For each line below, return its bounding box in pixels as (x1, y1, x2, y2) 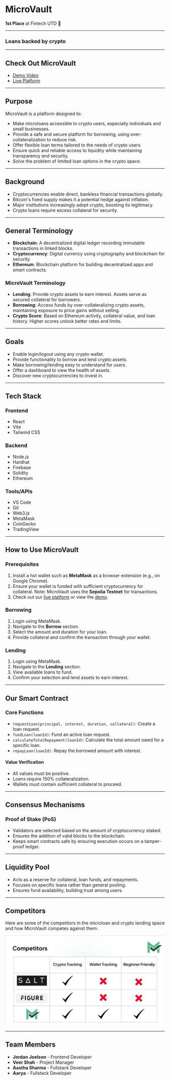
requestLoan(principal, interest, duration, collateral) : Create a (12, 721, 156, 727)
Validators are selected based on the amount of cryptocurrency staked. (12, 827, 162, 833)
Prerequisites (5, 561, 39, 568)
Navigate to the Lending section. (12, 664, 81, 670)
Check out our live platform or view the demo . (12, 594, 109, 600)
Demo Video (12, 72, 39, 79)
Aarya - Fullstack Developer (12, 1070, 72, 1076)
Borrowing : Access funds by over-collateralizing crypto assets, (12, 302, 145, 308)
